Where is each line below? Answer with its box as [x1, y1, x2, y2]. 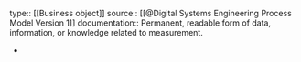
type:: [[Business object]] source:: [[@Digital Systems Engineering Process [9, 8, 293, 18]
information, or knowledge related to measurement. [9, 27, 203, 37]
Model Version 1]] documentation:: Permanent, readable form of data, [9, 17, 272, 28]
